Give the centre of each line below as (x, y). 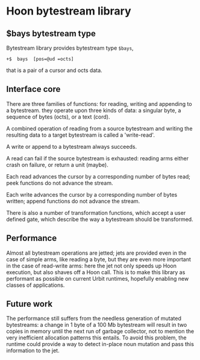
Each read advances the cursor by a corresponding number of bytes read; (98, 176)
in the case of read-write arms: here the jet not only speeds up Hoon (91, 266)
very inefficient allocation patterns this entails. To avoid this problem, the (96, 338)
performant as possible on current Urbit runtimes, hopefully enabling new (98, 278)
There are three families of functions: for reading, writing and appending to (99, 103)
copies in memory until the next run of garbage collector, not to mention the (100, 332)
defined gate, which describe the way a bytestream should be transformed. (100, 219)
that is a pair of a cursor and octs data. (54, 70)
